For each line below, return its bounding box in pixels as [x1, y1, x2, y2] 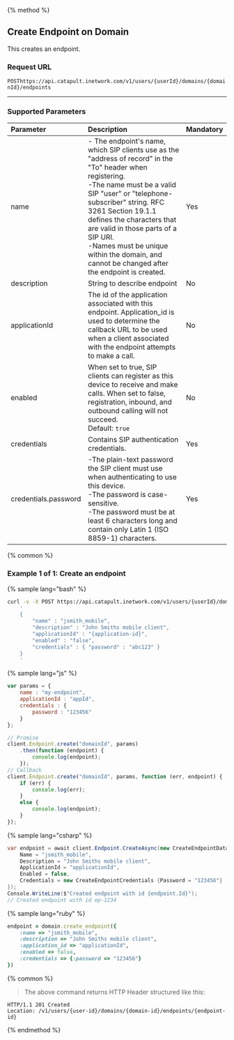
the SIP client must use [88, 463, 163, 473]
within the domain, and [88, 250, 162, 260]
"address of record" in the [88, 154, 173, 163]
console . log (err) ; [32, 786, 86, 793]
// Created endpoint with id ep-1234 [7, 896, 117, 903]
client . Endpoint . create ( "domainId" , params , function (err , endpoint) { [7, 773, 223, 780]
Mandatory [185, 125, 224, 135]
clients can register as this [88, 371, 174, 381]
